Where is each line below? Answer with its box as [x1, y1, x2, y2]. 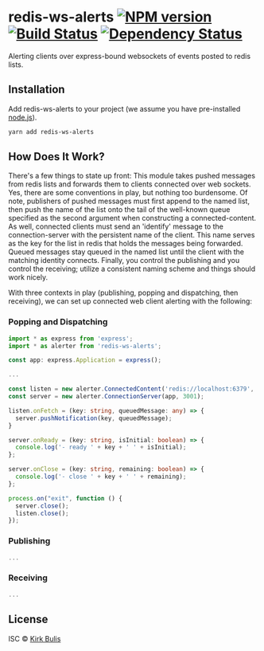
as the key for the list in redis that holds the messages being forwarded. [8, 239, 243, 249]
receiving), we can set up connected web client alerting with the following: [8, 296, 253, 306]
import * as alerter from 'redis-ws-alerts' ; [8, 342, 161, 350]
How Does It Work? [8, 150, 105, 163]
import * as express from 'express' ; [8, 335, 134, 343]
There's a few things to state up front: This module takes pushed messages [8, 171, 256, 181]
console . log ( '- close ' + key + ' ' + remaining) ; [15, 473, 187, 481]
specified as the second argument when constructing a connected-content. [8, 214, 257, 223]
